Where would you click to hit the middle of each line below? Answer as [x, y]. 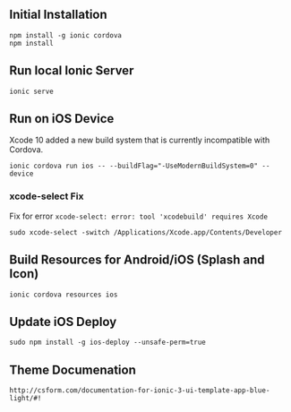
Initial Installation [58, 15]
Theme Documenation [73, 369]
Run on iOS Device [62, 119]
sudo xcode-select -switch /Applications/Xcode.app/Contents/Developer [145, 232]
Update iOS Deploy [63, 322]
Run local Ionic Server [72, 71]
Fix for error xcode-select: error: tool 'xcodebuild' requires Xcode [139, 216]
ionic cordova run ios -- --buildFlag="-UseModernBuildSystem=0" [133, 166]
